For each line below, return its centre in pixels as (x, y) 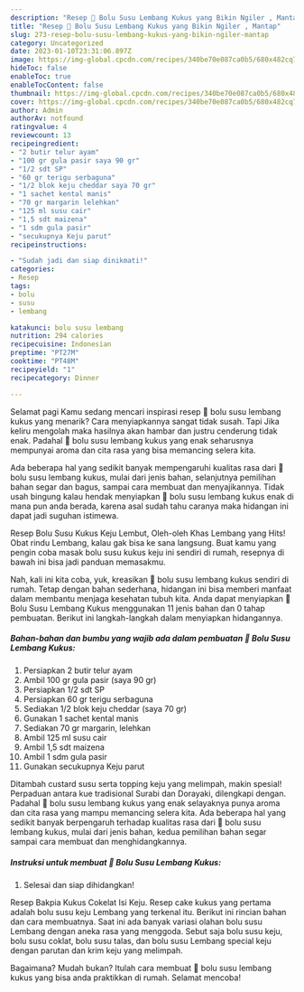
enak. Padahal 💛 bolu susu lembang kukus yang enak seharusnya (132, 440)
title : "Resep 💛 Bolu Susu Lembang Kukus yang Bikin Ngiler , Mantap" (146, 26)
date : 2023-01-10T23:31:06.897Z (71, 51)
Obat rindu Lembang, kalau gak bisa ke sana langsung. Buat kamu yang (143, 542)
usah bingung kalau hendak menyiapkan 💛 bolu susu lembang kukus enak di (152, 496)
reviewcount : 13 (41, 136)
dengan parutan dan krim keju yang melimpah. (97, 950)
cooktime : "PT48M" (45, 361)
